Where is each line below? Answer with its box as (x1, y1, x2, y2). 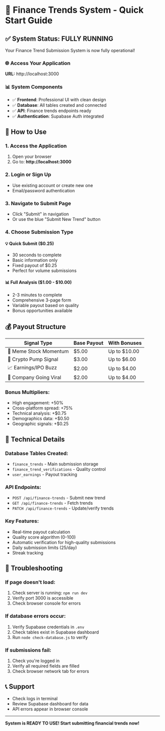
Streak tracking (12, 549, 43, 555)
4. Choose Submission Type (5, 228, 74, 235)
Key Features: (5, 518, 39, 524)
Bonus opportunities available (12, 307, 73, 314)
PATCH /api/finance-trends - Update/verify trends (12, 505, 114, 511)
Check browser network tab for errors (12, 668, 89, 674)
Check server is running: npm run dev (12, 590, 87, 596)
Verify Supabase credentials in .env (12, 624, 84, 630)
